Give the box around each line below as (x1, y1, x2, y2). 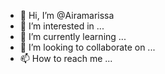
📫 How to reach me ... (19, 53, 113, 64)
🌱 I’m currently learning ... (19, 31, 127, 42)
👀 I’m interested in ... (19, 20, 105, 32)
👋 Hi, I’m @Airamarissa (19, 10, 115, 21)
